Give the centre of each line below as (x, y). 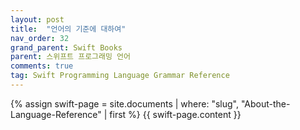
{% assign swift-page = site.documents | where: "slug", (124, 103)
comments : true (42, 66)
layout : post (37, 19)
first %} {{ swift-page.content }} (175, 114)
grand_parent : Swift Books (66, 47)
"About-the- (265, 103)
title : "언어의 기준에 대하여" (68, 29)
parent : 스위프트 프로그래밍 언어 (70, 57)
